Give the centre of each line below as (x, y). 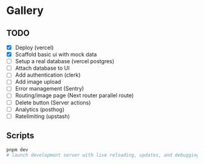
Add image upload (38, 82)
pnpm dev (17, 149)
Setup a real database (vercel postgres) (65, 61)
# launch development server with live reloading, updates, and (89, 155)
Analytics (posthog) (40, 109)
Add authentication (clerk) (48, 75)
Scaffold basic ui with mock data (56, 55)
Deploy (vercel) (34, 47)
